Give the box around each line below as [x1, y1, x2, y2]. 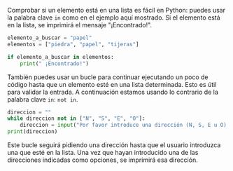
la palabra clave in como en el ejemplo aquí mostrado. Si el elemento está [7, 13, 220, 22]
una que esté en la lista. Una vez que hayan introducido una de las [7, 149, 199, 156]
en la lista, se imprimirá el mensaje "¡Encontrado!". [7, 21, 153, 29]
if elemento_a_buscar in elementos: [7, 53, 114, 60]
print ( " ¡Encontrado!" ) [20, 60, 90, 67]
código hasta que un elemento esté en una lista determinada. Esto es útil [7, 80, 217, 88]
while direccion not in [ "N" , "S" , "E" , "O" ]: [7, 115, 146, 122]
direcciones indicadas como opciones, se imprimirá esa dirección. [7, 156, 198, 164]
